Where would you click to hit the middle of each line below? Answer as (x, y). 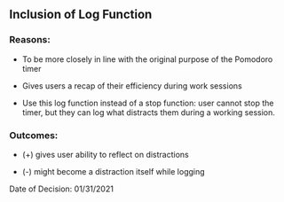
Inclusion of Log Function (81, 15)
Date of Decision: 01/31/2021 (61, 189)
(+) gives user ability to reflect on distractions (105, 154)
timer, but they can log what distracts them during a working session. (148, 112)
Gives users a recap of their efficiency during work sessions (132, 85)
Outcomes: (34, 135)
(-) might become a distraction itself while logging (114, 171)
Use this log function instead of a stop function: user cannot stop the (148, 103)
